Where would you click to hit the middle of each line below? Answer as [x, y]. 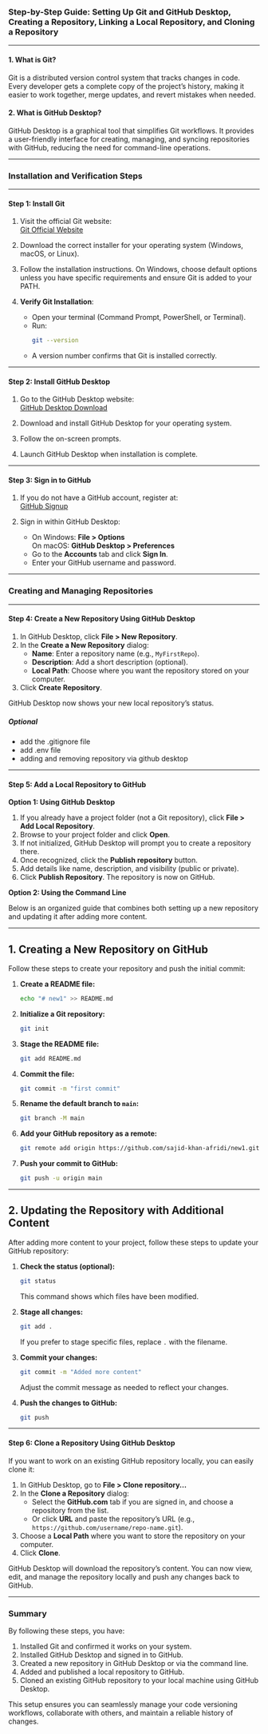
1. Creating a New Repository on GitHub [108, 949]
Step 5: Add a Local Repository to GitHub [77, 784]
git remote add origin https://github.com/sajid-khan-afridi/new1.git [140, 1149]
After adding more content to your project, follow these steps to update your [134, 1242]
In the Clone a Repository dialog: [74, 1493]
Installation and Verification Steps [76, 176]
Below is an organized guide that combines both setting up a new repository [134, 908]
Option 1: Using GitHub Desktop [62, 802]
